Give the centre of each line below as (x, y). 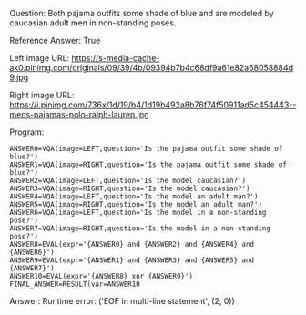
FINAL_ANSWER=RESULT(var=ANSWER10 (75, 284)
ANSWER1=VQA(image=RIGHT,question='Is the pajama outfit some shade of (148, 165)
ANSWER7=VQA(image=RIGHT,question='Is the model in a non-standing (140, 229)
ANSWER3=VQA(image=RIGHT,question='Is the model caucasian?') (130, 188)
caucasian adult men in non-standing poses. (93, 23)
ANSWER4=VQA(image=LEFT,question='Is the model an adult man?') (134, 197)
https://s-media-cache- (116, 58)
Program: (27, 132)
